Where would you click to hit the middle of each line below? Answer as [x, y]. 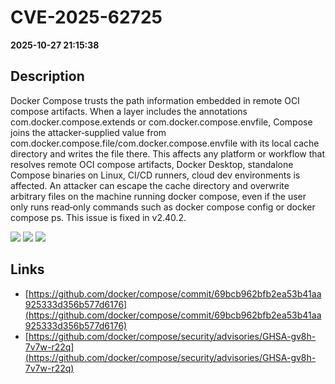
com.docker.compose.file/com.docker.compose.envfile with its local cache [165, 143]
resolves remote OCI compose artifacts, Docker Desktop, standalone [152, 164]
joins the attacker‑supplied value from [88, 132]
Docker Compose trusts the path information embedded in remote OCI [155, 100]
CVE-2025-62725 [86, 17]
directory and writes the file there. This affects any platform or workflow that [168, 153]
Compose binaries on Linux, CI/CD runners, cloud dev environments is [155, 175]
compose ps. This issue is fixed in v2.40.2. [98, 217]
